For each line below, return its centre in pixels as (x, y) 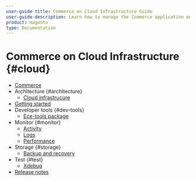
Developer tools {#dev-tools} (49, 110)
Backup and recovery (49, 154)
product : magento (27, 22)
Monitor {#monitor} (38, 123)
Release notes (32, 172)
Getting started (33, 104)
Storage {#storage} (38, 147)
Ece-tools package (46, 116)
